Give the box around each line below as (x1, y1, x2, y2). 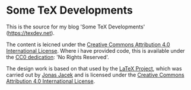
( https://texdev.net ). (6, 29, 55, 36)
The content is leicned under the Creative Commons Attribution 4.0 (6, 41, 170, 48)
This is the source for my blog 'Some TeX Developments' (6, 23, 145, 30)
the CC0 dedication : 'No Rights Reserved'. (6, 53, 110, 60)
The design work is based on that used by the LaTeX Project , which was (6, 65, 182, 72)
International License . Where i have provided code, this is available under (6, 47, 185, 54)
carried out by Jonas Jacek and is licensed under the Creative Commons (6, 71, 185, 78)
